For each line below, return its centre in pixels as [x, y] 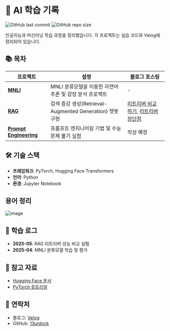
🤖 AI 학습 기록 [32, 10]
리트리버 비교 [142, 103]
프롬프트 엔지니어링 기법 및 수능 [86, 128]
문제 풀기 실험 [66, 136]
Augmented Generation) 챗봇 [84, 111]
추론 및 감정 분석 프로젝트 [79, 94]
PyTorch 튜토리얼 [30, 287]
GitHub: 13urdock [31, 323]
